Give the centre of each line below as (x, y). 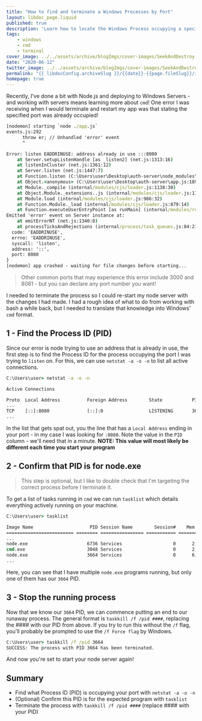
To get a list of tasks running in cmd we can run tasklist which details (92, 499)
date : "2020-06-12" (31, 62)
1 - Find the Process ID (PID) (59, 334)
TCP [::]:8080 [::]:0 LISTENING (90, 411)
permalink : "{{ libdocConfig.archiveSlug (59, 73)
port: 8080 (25, 255)
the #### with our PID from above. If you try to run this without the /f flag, (98, 625)
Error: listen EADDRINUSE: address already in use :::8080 (82, 154)
